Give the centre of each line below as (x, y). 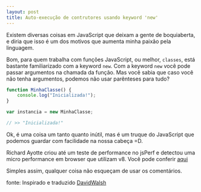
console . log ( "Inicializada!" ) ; (57, 95)
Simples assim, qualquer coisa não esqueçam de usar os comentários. (94, 171)
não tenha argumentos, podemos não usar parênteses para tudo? (88, 79)
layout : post (23, 12)
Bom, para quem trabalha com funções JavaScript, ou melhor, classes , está (101, 59)
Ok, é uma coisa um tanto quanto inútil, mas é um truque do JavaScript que (100, 134)
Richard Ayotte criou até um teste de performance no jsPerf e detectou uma (101, 153)
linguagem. (20, 48)
